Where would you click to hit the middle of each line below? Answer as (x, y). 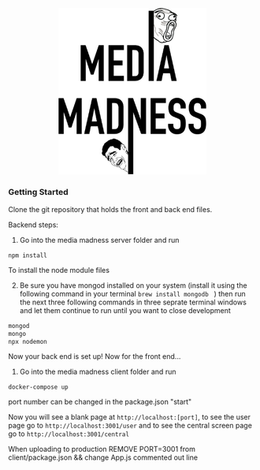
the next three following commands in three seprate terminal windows (133, 302)
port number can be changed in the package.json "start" (100, 401)
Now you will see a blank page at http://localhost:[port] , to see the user (129, 416)
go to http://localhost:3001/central (69, 434)
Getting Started (38, 192)
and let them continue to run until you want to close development (125, 310)
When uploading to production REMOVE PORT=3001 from (102, 449)
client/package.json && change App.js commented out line (103, 457)
